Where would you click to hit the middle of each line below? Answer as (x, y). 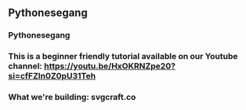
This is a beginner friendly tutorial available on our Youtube (123, 57)
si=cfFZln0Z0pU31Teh (52, 76)
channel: (25, 66)
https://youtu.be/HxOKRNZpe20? (110, 66)
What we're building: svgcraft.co (72, 97)
